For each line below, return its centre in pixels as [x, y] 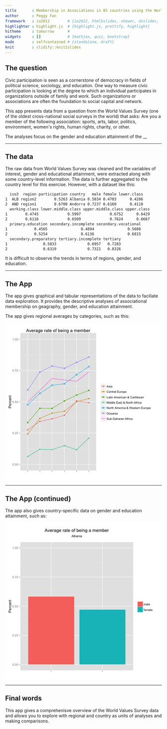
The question [26, 68]
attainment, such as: [26, 516]
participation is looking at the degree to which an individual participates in [81, 91]
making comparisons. [27, 721]
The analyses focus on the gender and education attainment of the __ [76, 136]
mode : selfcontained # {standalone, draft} [60, 42]
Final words [24, 698]
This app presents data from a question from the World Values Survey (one [82, 111]
